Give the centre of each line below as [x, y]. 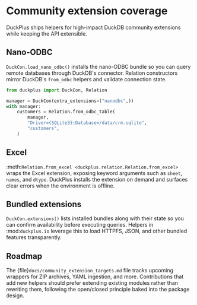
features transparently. [34, 237]
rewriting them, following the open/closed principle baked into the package [98, 290]
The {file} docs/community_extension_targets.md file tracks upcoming [90, 271]
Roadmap [24, 256]
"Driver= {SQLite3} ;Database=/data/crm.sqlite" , [87, 123]
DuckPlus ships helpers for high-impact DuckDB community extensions [93, 27]
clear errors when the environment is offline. [61, 186]
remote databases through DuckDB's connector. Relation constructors [92, 73]
